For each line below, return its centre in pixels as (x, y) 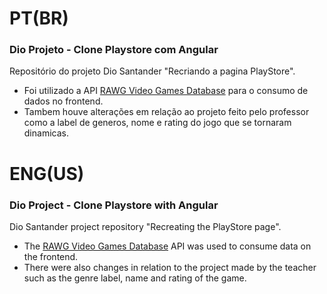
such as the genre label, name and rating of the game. (135, 278)
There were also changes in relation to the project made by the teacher (170, 267)
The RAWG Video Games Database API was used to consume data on (167, 246)
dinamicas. (46, 133)
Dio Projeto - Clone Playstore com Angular (114, 50)
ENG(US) (47, 173)
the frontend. (51, 256)
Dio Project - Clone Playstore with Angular (114, 205)
